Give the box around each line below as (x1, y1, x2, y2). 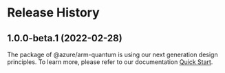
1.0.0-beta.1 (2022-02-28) (7, 32, 122, 44)
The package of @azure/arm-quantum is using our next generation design (7, 50, 218, 59)
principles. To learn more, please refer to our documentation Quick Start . (7, 58, 213, 66)
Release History (7, 5, 100, 21)
